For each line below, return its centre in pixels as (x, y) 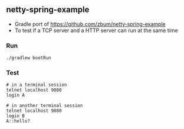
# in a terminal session (37, 85)
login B (16, 116)
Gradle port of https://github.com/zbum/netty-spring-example (90, 24)
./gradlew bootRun (29, 58)
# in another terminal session (45, 106)
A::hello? (18, 121)
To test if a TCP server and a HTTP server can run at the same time (96, 30)
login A (16, 95)
